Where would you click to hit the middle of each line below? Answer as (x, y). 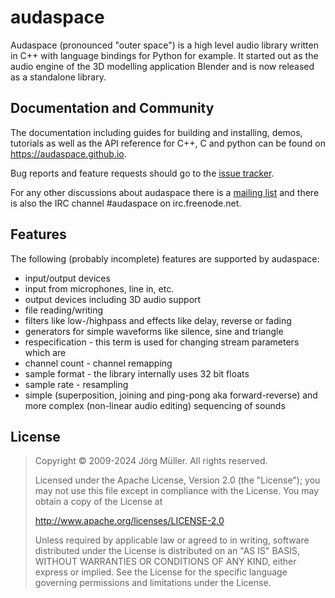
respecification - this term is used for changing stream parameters (162, 342)
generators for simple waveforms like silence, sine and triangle (154, 331)
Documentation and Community (112, 108)
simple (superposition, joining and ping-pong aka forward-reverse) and (171, 395)
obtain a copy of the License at (98, 502)
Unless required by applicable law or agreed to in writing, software (172, 540)
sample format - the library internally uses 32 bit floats (137, 373)
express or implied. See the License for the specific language (161, 572)
